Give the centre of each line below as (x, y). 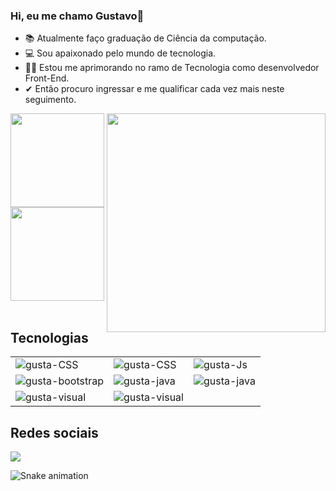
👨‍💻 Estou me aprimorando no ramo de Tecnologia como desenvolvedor (172, 68)
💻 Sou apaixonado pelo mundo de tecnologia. (120, 53)
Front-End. (47, 78)
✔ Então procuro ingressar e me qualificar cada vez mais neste (154, 89)
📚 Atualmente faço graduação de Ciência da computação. (145, 38)
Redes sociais (54, 432)
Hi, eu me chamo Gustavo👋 (77, 16)
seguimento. (50, 100)
